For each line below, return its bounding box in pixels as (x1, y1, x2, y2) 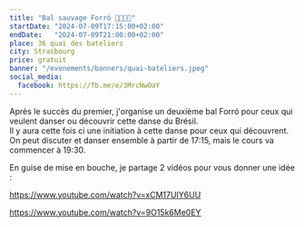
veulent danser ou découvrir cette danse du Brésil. (9, 115, 199, 126)
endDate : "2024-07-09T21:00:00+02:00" (9, 30, 165, 39)
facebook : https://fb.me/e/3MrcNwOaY (17, 81, 161, 90)
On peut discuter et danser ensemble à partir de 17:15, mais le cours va (9, 134, 275, 145)
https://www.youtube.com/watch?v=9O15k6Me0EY (9, 206, 201, 218)
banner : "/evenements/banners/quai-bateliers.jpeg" (9, 64, 209, 74)
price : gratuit (9, 55, 67, 64)
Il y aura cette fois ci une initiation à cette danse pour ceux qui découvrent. (9, 124, 289, 136)
